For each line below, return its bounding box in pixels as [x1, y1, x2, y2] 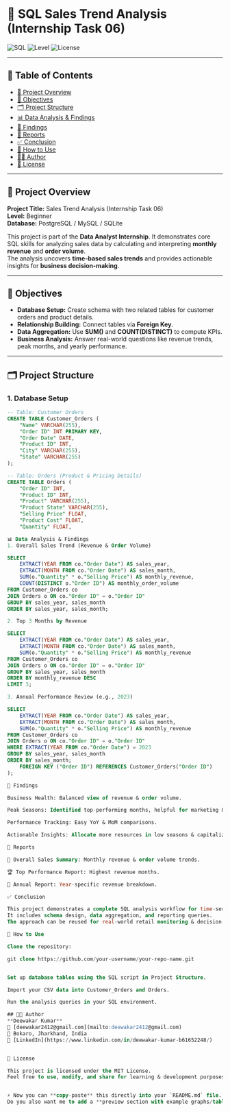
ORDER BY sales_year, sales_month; [7, 605, 109, 612]
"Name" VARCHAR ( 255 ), [19, 422, 81, 428]
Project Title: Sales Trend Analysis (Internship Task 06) [7, 204, 164, 213]
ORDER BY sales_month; [7, 757, 72, 764]
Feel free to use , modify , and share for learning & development [7, 1074, 197, 1080]
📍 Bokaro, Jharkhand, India [7, 1030, 88, 1037]
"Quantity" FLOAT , [19, 523, 72, 530]
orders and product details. [16, 313, 94, 322]
